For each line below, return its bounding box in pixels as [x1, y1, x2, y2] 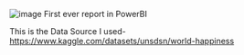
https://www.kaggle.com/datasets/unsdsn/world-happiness [9, 36, 235, 46]
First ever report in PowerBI [44, 9, 148, 19]
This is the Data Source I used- [9, 26, 126, 36]
